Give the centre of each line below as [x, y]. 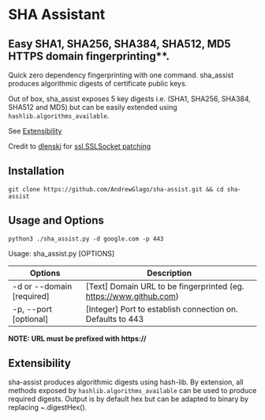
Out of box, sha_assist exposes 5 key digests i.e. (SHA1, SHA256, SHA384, [129, 99]
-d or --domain [42, 286]
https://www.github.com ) [132, 296]
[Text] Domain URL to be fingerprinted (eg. [165, 286]
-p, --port [32, 308]
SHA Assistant [57, 15]
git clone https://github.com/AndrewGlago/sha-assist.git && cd [116, 189]
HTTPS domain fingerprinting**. [89, 56]
